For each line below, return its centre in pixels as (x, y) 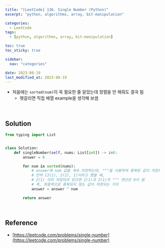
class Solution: (22, 148)
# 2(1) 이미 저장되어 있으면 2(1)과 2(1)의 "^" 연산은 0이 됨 (88, 180)
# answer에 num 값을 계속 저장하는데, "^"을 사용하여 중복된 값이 (90, 171)
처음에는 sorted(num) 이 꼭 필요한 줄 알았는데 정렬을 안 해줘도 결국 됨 (78, 92)
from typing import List (30, 135)
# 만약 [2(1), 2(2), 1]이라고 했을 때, (68, 176)
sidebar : (14, 59)
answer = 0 (34, 157)
